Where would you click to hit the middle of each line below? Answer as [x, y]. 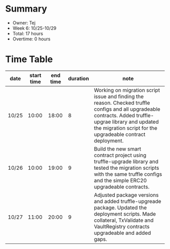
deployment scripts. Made [125, 214]
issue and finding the [119, 96]
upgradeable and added [122, 233]
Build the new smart [118, 148]
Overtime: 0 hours [31, 39]
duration [79, 78]
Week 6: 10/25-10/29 [34, 28]
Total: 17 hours [28, 33]
